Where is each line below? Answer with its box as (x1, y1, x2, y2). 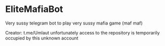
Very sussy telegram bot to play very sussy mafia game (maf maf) (5, 20, 143, 26)
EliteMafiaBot (5, 3, 63, 15)
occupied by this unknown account (5, 35, 78, 41)
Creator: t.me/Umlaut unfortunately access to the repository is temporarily (5, 29, 160, 35)
